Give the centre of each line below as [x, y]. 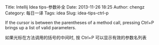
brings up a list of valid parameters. [41, 28]
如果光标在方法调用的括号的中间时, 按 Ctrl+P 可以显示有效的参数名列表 [76, 38]
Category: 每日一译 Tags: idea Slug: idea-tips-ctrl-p [57, 13]
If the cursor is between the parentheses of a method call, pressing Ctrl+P [80, 22]
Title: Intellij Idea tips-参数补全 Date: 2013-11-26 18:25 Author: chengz [75, 7]
